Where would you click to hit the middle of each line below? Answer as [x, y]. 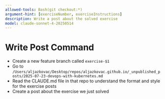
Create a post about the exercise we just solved [61, 92]
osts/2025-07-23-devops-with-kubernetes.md [58, 76]
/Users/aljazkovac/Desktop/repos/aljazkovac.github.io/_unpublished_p [86, 72]
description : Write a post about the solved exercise [62, 19]
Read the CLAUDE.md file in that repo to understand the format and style [86, 81]
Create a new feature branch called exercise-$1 [61, 61]
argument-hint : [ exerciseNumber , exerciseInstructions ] [64, 14]
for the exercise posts [34, 86]
